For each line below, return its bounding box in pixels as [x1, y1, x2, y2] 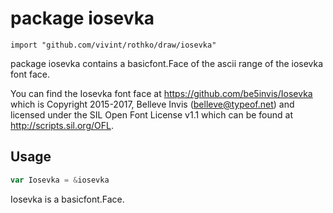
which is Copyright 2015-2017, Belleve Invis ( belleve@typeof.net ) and [10, 98, 295, 110]
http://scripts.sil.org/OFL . [10, 119, 114, 131]
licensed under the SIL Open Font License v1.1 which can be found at [10, 108, 293, 121]
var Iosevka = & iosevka [10, 175, 110, 185]
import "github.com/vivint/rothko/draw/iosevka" [10, 40, 217, 50]
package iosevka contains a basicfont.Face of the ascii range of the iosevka [10, 57, 324, 69]
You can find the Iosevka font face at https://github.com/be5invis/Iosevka [10, 87, 313, 99]
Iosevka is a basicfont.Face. [10, 193, 125, 205]
